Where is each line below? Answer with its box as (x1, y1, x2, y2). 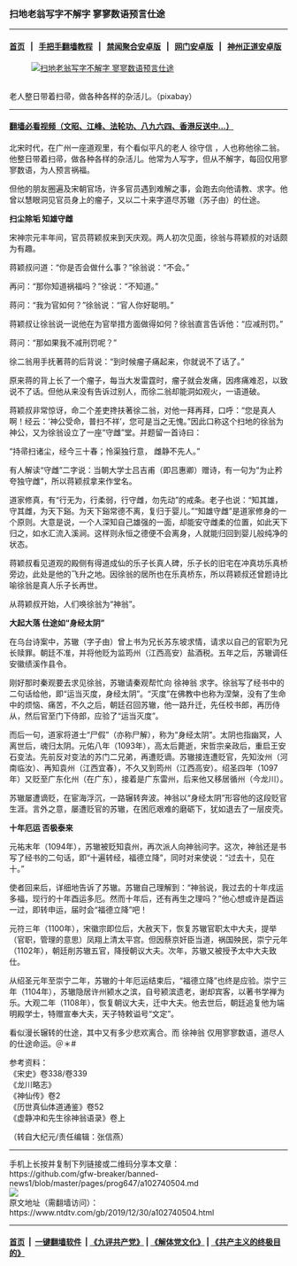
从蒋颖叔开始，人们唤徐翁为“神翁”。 (9, 598, 141, 609)
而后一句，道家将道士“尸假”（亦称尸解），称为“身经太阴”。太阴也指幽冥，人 (9, 729, 283, 740)
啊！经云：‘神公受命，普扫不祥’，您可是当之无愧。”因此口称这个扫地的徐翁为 (9, 416, 285, 426)
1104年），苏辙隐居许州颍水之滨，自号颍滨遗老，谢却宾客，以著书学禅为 (24, 986, 286, 997)
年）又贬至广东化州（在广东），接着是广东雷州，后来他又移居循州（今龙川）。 (9, 773, 288, 784)
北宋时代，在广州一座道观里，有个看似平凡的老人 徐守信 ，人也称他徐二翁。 (9, 142, 285, 152)
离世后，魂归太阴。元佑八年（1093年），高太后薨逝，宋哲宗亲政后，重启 (9, 740, 271, 750)
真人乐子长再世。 (39, 579, 103, 590)
